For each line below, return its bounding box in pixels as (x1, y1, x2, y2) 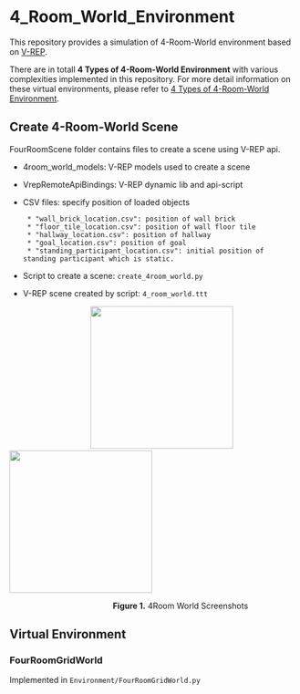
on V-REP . (9, 46, 47, 57)
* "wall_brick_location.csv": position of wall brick (26, 214, 236, 223)
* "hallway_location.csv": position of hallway (26, 230, 212, 239)
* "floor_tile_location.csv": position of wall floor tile (26, 222, 256, 232)
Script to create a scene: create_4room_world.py (22, 270, 203, 281)
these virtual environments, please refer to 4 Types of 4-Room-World (9, 83, 270, 94)
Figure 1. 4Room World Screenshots (112, 600, 249, 611)
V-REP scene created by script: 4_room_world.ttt (22, 287, 208, 298)
